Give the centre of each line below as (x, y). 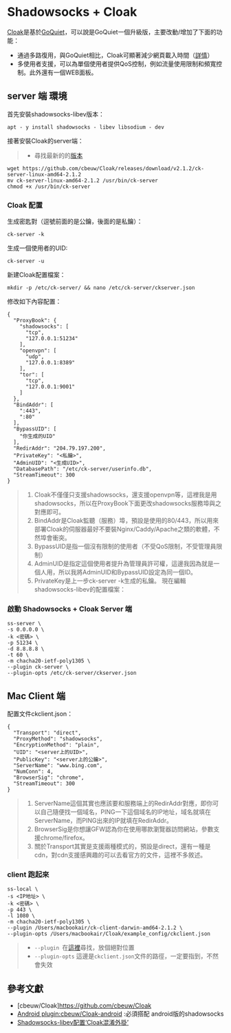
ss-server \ (24, 624)
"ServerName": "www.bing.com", (58, 766)
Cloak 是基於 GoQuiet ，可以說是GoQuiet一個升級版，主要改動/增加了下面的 (112, 32)
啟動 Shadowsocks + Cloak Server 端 (70, 609)
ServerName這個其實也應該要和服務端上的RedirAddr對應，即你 (123, 804)
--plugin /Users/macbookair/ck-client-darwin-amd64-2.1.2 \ (95, 928)
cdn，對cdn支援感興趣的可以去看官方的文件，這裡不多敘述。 (120, 855)
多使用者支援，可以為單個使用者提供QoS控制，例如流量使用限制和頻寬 (117, 63)
